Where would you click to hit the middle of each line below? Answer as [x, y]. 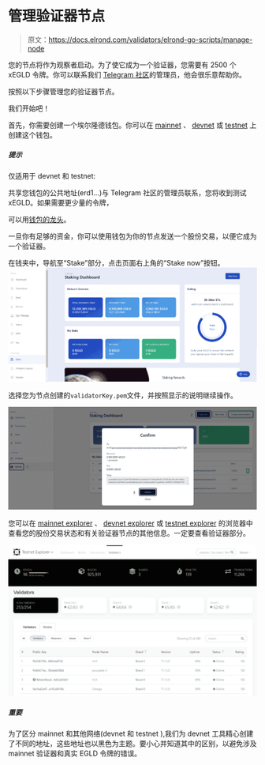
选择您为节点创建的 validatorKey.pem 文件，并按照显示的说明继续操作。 [123, 395]
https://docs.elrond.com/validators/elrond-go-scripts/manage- [151, 40]
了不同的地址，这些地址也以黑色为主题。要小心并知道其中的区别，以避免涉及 [132, 744]
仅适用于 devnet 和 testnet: [52, 175]
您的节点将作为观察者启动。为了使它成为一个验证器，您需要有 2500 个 [122, 65]
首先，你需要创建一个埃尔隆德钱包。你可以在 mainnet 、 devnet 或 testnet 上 [132, 125]
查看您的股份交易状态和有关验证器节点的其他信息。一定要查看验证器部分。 [129, 533]
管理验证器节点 [57, 16]
